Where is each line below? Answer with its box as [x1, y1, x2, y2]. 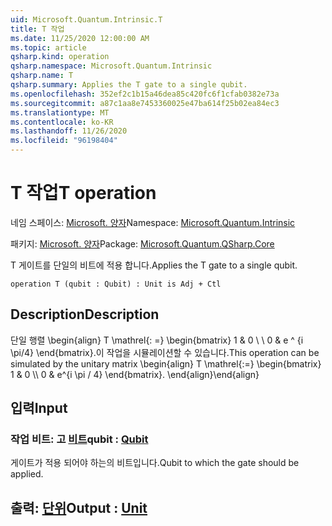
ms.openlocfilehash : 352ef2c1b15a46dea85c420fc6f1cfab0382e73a [10, 89, 280, 99]
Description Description [10, 306, 160, 323]
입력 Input [10, 400, 68, 417]
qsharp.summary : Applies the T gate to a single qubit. [10, 80, 248, 90]
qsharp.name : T [10, 71, 74, 81]
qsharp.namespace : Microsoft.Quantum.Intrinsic [10, 61, 213, 71]
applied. [10, 468, 44, 480]
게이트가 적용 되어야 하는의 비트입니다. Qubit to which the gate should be [10, 457, 300, 469]
